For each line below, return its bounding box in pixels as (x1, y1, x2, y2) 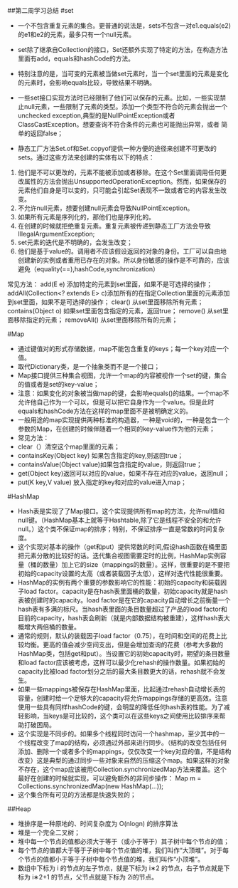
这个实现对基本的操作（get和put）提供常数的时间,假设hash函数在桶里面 (17, 543, 227, 550)
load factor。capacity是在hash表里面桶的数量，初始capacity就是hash (23, 587, 228, 595)
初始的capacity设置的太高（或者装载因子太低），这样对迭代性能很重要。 (17, 569, 227, 578)
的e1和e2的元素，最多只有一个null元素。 (17, 31, 136, 38)
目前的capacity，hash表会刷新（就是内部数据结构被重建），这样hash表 (17, 614, 225, 622)
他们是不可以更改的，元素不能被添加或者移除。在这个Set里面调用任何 (17, 168, 221, 177)
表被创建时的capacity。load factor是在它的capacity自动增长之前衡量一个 (17, 596, 231, 604)
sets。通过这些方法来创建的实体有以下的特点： (17, 153, 155, 162)
